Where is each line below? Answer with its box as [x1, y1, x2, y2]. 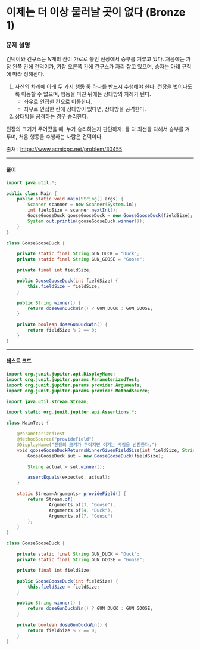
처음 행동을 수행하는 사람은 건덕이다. [18, 133, 103, 140]
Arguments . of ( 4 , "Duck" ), [48, 507, 113, 513]
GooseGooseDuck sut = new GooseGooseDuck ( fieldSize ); [27, 453, 164, 459]
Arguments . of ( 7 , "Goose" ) [48, 513, 113, 519]
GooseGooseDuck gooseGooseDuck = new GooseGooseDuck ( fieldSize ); [27, 213, 193, 219]
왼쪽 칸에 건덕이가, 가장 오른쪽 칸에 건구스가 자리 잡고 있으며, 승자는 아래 [12, 63, 180, 70]
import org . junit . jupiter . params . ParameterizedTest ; [6, 376, 140, 382]
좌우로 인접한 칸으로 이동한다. [23, 98, 92, 105]
